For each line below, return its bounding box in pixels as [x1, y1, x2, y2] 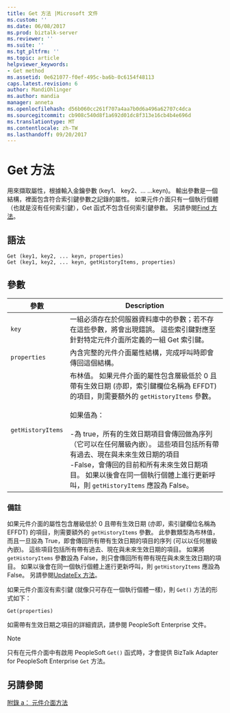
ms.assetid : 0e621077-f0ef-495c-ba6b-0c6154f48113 [7, 73, 155, 81]
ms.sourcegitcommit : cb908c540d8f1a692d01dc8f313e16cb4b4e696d [7, 112, 192, 118]
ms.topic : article [7, 55, 60, 62]
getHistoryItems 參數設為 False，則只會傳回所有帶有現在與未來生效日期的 [7, 554, 216, 562]
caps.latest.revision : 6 [7, 80, 78, 87]
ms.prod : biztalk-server [7, 29, 78, 36]
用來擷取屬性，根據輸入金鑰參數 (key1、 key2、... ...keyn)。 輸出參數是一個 [7, 186, 218, 195]
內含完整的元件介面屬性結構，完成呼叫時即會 [69, 347, 214, 357]
